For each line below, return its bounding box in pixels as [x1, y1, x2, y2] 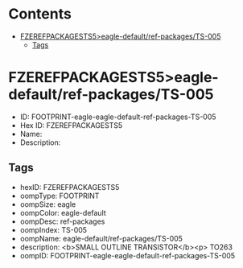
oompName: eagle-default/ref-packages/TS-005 [19, 233, 183, 243]
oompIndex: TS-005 [19, 225, 87, 234]
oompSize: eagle [19, 199, 76, 209]
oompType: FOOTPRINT [19, 191, 100, 200]
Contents [8, 5, 72, 23]
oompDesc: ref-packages [19, 216, 105, 226]
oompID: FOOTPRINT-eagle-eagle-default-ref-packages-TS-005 [19, 250, 236, 260]
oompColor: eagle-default [19, 208, 106, 217]
